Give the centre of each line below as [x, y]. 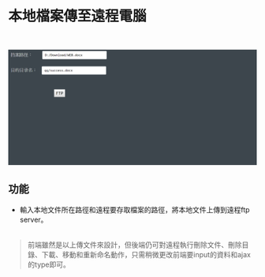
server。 [34, 219]
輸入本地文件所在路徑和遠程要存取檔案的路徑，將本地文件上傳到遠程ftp [134, 209]
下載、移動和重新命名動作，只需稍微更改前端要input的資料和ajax [146, 254]
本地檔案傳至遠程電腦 [78, 16]
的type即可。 [49, 264]
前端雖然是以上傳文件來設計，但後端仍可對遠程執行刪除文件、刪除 [134, 245]
